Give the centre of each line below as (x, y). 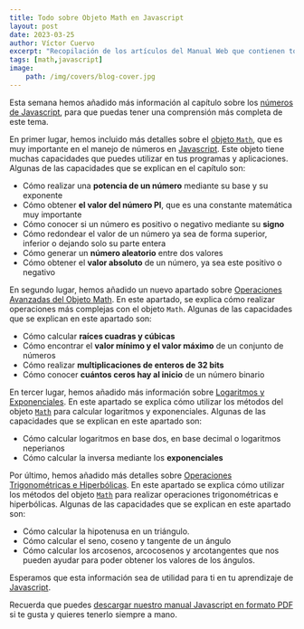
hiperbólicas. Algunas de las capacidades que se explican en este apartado (150, 504)
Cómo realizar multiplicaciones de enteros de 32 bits (123, 365)
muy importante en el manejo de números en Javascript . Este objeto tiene (147, 148)
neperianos (43, 448)
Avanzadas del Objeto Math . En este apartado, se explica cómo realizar (142, 299)
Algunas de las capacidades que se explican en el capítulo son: (128, 167)
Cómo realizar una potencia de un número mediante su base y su (145, 186)
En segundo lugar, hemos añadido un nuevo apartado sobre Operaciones (146, 290)
